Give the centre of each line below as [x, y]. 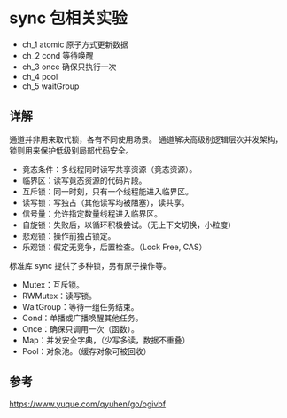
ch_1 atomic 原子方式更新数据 [75, 44]
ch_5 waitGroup [50, 86]
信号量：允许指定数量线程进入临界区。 [92, 213]
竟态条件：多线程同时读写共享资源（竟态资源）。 [109, 169]
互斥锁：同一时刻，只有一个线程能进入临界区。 [107, 191]
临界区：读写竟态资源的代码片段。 [84, 180]
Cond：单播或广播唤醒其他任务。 [82, 318]
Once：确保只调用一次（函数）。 [80, 328]
